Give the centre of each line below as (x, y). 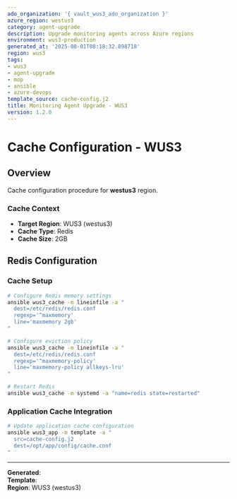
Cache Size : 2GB (43, 239)
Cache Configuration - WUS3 (95, 147)
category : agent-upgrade (44, 27)
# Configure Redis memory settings (60, 296)
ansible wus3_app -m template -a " (60, 433)
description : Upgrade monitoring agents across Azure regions (101, 34)
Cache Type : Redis (45, 232)
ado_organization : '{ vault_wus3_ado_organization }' (88, 14)
